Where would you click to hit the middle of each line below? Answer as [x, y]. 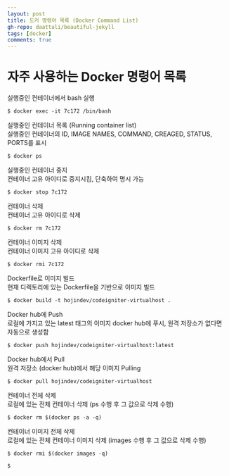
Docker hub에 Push [35, 315]
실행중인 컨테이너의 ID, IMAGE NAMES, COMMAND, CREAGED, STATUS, [110, 134]
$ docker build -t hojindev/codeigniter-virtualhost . [89, 301]
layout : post [26, 14]
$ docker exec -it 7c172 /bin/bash [59, 111]
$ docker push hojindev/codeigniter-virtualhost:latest [91, 346]
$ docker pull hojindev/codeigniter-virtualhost [80, 382]
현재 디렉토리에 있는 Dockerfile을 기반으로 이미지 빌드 [81, 287]
